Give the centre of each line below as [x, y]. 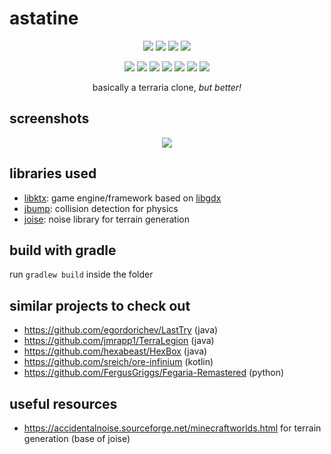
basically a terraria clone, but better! [167, 87]
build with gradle [63, 250]
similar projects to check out [100, 305]
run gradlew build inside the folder [81, 274]
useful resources [63, 403]
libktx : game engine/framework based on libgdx [122, 198]
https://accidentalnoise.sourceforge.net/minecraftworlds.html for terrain [172, 428]
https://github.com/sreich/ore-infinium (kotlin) [118, 362]
